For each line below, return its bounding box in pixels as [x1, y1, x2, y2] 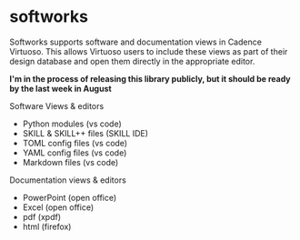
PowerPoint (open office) [22, 192, 117, 203]
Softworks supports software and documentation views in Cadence [9, 36, 262, 47]
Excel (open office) [22, 202, 95, 213]
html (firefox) [22, 221, 72, 232]
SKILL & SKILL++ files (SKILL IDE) [22, 127, 148, 138]
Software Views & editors [9, 100, 105, 111]
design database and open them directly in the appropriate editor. [9, 55, 255, 66]
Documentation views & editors [9, 175, 127, 185]
